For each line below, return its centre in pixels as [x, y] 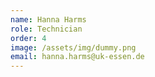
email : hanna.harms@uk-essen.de [77, 57]
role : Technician [46, 29]
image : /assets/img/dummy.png [73, 47]
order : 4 [28, 38]
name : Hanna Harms [48, 19]
